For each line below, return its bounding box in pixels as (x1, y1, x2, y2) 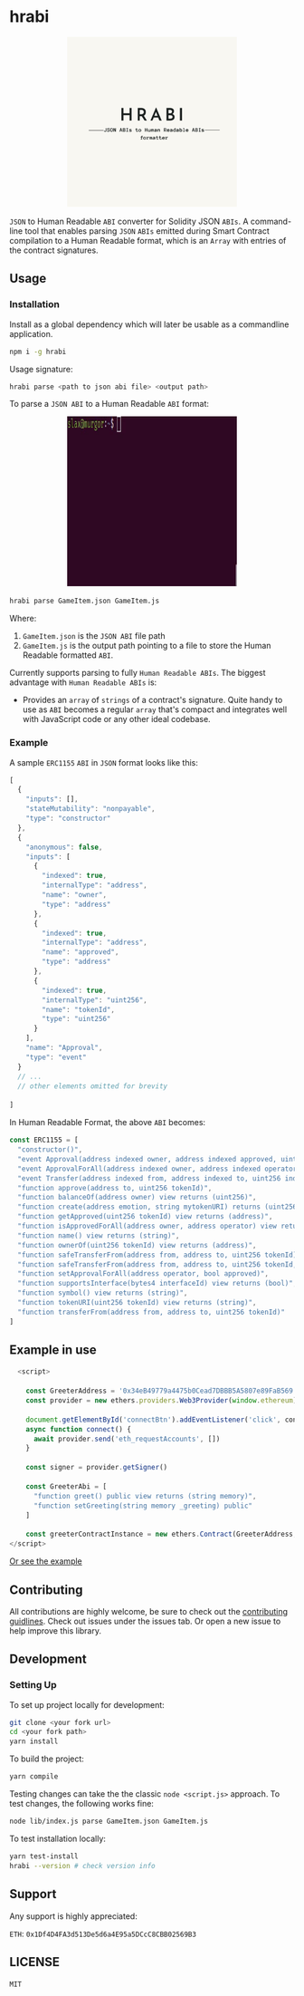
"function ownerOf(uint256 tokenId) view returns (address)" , (17, 1240, 257, 1249)
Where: (9, 613, 37, 624)
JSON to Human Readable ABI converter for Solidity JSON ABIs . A (9, 216, 249, 227)
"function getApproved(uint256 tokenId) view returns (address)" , (17, 1212, 273, 1221)
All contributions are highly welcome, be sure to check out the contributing (9, 1605, 288, 1616)
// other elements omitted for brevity (17, 1081, 168, 1091)
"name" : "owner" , (42, 891, 107, 900)
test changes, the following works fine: (9, 1798, 154, 1809)
